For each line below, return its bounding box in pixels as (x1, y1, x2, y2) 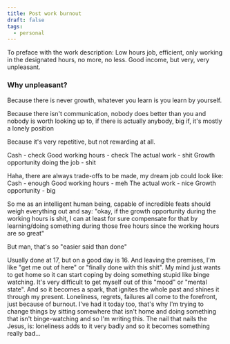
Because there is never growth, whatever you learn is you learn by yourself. (7, 96, 222, 104)
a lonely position (7, 124, 54, 132)
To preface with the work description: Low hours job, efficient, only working (7, 48, 223, 57)
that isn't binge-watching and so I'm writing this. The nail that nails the (7, 314, 207, 323)
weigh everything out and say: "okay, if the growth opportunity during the (7, 207, 216, 215)
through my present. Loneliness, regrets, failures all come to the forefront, (7, 292, 218, 300)
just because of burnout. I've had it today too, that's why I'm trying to (7, 300, 204, 308)
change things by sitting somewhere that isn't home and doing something (7, 307, 216, 315)
